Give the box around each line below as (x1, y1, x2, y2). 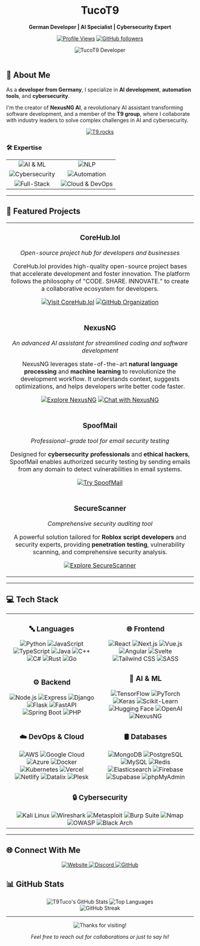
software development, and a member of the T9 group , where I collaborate (6, 110, 190, 117)
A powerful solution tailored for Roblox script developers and (14, 532, 186, 541)
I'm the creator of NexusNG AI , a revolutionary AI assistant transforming (6, 104, 183, 111)
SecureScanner (73, 504, 127, 513)
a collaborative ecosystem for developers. (41, 284, 159, 292)
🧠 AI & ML (129, 674, 162, 683)
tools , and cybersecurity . (6, 92, 70, 99)
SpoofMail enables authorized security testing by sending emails (10, 457, 190, 466)
